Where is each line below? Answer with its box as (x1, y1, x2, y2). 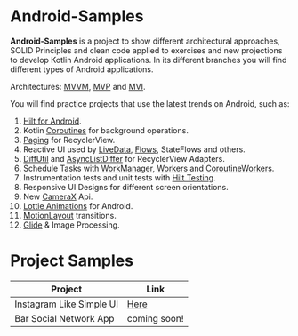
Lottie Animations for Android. (22, 200, 133, 211)
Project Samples (10, 251, 134, 271)
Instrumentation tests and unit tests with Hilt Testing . (22, 172, 216, 183)
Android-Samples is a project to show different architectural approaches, (10, 36, 280, 46)
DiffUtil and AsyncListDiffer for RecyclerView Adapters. (22, 153, 226, 164)
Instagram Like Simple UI (14, 298, 119, 310)
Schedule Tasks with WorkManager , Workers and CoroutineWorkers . (22, 163, 275, 173)
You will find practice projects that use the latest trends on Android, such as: (10, 98, 290, 108)
